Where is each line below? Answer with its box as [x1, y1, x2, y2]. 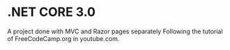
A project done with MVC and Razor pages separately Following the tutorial [7, 27, 223, 35]
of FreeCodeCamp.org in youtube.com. [7, 34, 120, 42]
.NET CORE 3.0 [7, 4, 96, 20]
